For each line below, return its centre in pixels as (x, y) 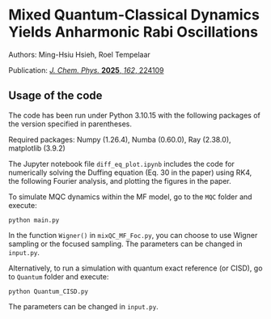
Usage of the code (55, 96)
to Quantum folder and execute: (59, 276)
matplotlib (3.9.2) (37, 148)
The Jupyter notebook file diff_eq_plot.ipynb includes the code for (121, 164)
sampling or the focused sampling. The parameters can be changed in (125, 244)
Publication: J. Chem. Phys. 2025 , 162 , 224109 (86, 70)
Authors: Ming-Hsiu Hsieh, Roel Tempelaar (80, 54)
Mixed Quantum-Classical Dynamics (134, 15)
